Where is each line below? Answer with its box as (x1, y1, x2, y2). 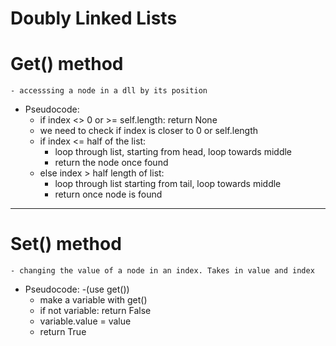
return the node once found (54, 157, 169, 169)
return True (39, 326, 87, 338)
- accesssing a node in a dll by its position (10, 86, 208, 96)
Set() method (10, 233, 122, 256)
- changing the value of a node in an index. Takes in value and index (10, 266, 315, 276)
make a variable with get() (39, 294, 148, 306)
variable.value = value (39, 315, 132, 327)
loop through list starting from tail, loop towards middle (54, 178, 282, 190)
